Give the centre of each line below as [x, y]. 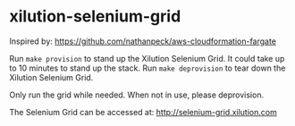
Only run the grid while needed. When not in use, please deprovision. [137, 95]
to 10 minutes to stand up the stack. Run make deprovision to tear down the [147, 68]
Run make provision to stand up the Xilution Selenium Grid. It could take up [147, 58]
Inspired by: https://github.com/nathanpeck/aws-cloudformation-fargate [143, 41]
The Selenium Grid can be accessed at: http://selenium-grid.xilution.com [143, 112]
